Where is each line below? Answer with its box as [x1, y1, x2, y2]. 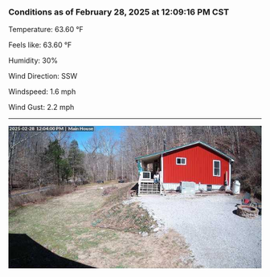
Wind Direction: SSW [8, 71, 78, 81]
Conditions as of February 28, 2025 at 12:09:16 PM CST [8, 6, 230, 18]
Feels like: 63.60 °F [8, 40, 72, 50]
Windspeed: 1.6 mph [8, 87, 76, 96]
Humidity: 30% [8, 55, 59, 66]
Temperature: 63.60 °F [8, 25, 84, 35]
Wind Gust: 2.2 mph [8, 103, 75, 112]
